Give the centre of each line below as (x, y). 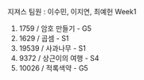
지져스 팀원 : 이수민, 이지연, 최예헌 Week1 (72, 11)
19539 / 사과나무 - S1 (53, 48)
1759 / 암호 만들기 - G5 (55, 29)
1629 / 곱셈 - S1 (44, 38)
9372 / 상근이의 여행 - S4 (59, 58)
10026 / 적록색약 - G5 (53, 68)
